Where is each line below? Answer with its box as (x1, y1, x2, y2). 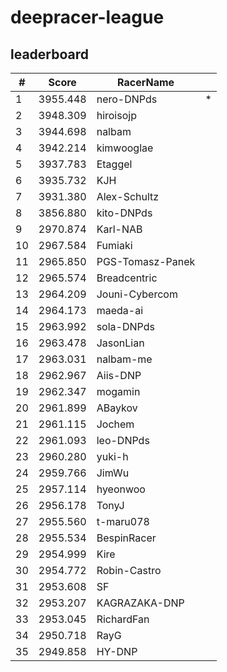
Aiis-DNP (96, 369, 142, 382)
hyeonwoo (96, 482, 146, 496)
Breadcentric (96, 271, 158, 285)
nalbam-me (96, 352, 153, 366)
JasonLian (96, 336, 145, 350)
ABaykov (96, 401, 138, 415)
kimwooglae (96, 141, 154, 155)
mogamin (96, 385, 141, 398)
